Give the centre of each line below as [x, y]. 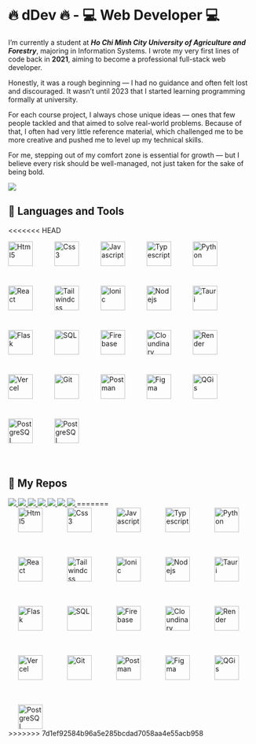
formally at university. [43, 99]
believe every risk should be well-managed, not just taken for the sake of [126, 163]
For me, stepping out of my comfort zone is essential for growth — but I [124, 155]
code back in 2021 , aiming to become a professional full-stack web [117, 59]
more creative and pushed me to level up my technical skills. [106, 139]
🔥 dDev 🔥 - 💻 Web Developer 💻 [114, 15]
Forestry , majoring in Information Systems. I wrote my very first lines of [124, 50]
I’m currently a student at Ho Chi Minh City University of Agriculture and [127, 42]
